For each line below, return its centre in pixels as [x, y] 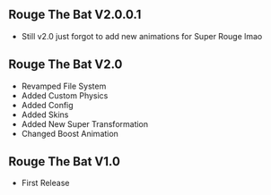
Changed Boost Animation [70, 133]
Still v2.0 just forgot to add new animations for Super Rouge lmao [142, 36]
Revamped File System [64, 86]
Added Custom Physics [65, 95]
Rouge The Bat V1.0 [64, 161]
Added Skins [45, 114]
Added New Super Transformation [85, 123]
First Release [45, 183]
